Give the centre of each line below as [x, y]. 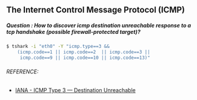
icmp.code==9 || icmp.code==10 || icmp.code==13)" [85, 58]
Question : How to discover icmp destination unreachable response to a [99, 25]
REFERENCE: [22, 72]
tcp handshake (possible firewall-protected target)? [73, 32]
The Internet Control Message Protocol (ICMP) [96, 10]
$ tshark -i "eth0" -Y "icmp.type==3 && [58, 47]
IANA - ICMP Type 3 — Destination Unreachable [75, 90]
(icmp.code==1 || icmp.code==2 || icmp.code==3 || [84, 52]
